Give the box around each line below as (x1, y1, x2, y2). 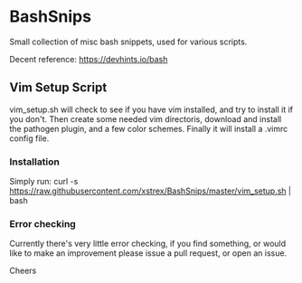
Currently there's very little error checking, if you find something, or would (9, 238, 287, 250)
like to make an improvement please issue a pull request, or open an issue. (9, 248, 288, 259)
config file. (9, 133, 50, 144)
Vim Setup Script (9, 80, 108, 96)
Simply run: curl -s (9, 176, 79, 187)
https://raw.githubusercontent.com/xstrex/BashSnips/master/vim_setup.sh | (9, 185, 292, 196)
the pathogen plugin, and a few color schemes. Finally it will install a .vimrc (9, 123, 288, 134)
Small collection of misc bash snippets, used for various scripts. (9, 36, 248, 47)
